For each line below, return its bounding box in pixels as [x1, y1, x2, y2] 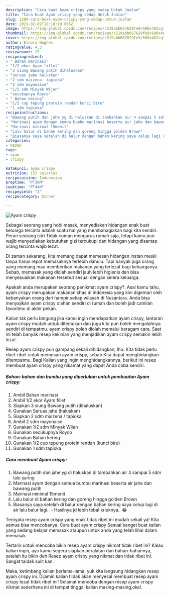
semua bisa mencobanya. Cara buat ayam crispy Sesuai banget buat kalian [6, 522, 161, 528]
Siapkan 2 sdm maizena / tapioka [13, 413, 82, 419]
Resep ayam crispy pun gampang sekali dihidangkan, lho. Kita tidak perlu [6, 346, 157, 352]
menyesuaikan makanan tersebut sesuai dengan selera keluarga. [6, 274, 140, 280]
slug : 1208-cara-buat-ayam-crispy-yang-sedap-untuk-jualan [6, 17, 132, 22]
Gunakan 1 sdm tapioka [13, 445, 62, 451]
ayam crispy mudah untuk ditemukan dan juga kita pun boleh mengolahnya [6, 320, 161, 327]
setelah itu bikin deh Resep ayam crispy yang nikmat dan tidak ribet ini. [6, 553, 152, 559]
